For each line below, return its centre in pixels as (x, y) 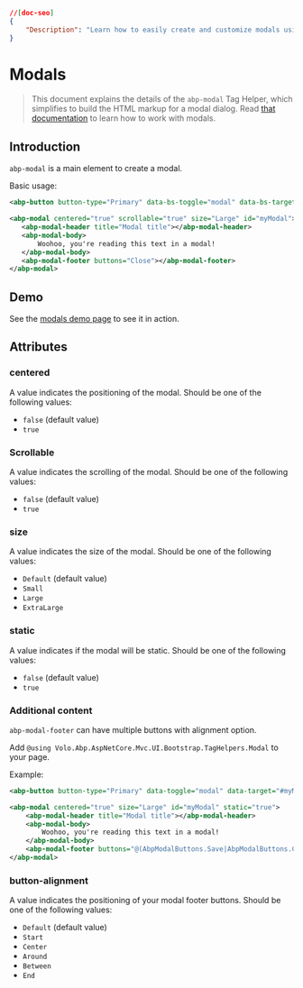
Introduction (45, 146)
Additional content (51, 710)
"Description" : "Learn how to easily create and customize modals (153, 30)
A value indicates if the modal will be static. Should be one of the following (148, 650)
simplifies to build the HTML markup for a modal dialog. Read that (153, 109)
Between (37, 966)
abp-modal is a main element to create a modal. (96, 169)
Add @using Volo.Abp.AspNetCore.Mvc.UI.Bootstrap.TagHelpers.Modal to (144, 747)
